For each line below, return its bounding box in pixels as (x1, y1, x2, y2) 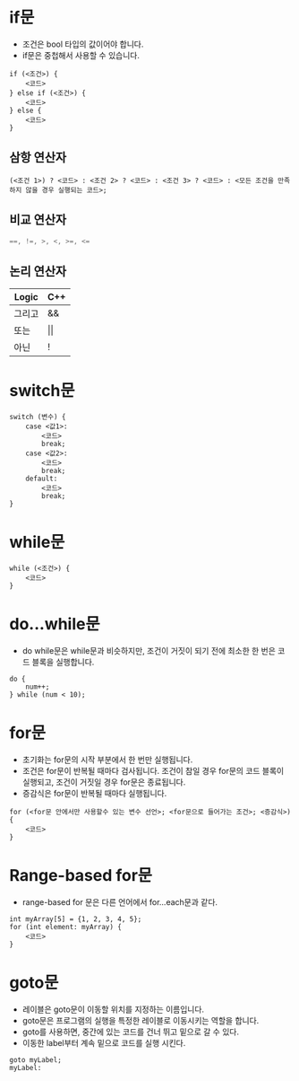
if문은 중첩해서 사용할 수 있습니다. (21, 49, 141, 60)
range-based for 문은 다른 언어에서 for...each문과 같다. (21, 896, 218, 907)
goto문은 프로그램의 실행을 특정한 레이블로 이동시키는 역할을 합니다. (21, 1015, 260, 1025)
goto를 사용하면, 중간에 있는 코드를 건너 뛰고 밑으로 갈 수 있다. (21, 1026, 240, 1037)
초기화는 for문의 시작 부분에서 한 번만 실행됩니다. (21, 754, 193, 765)
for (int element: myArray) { (9, 922, 123, 931)
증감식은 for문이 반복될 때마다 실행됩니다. (21, 788, 167, 798)
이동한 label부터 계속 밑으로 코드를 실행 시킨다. (21, 1037, 186, 1048)
